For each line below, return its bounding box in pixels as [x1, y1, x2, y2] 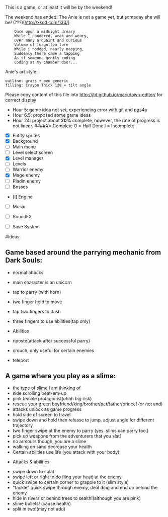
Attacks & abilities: [12, 459, 51, 465]
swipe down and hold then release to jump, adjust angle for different [12, 417, 154, 423]
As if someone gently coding [14, 55, 75, 60]
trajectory [12, 422, 33, 428]
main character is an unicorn [12, 279, 72, 285]
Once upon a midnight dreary [14, 29, 75, 34]
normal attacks [12, 269, 44, 276]
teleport [12, 357, 29, 363]
